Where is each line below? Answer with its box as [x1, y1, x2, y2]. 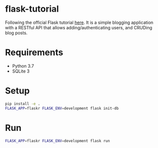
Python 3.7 [12, 63, 34, 69]
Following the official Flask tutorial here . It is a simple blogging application [5, 19, 154, 25]
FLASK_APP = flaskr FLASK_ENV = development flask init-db [5, 106, 119, 111]
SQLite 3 [12, 68, 30, 74]
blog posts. [5, 30, 28, 36]
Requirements [5, 47, 63, 58]
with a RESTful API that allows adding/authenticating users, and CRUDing [5, 24, 153, 30]
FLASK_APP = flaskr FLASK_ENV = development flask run [5, 138, 110, 143]
